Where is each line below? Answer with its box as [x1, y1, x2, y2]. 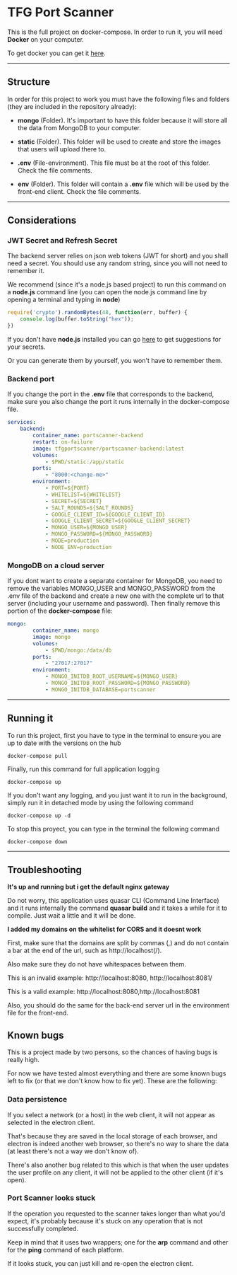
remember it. [7, 267, 44, 275]
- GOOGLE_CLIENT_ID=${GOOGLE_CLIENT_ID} [44, 511, 166, 518]
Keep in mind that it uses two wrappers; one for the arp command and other [7, 1237, 229, 1246]
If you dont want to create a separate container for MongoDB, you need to [7, 577, 223, 585]
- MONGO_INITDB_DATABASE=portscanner [44, 686, 157, 693]
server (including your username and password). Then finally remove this [7, 599, 221, 608]
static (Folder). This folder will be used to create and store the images [17, 137, 221, 146]
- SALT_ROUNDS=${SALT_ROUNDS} [44, 504, 134, 512]
